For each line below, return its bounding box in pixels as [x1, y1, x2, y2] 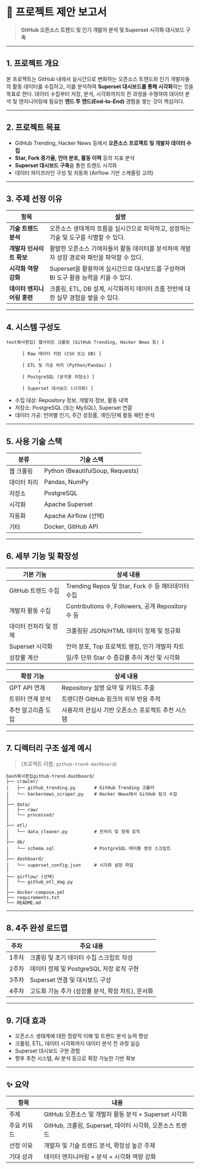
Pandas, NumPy [43, 478, 89, 486]
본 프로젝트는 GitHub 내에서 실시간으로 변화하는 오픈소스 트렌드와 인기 [6, 75, 170, 82]
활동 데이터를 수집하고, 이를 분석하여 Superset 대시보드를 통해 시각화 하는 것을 [12, 83, 193, 90]
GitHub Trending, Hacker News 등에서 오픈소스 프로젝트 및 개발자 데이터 [14, 139, 186, 146]
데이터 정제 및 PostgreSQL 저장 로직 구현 [29, 965, 139, 973]
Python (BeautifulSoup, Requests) [43, 467, 139, 475]
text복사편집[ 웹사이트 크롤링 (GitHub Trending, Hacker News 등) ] [6, 339, 165, 345]
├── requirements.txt [6, 894, 60, 900]
